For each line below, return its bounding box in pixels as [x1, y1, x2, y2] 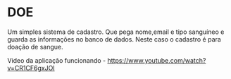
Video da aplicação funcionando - [7, 56, 106, 64]
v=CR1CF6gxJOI [7, 63, 55, 72]
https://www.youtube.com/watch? [107, 56, 206, 64]
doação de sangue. [7, 42, 63, 51]
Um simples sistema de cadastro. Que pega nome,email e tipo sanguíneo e [7, 28, 225, 36]
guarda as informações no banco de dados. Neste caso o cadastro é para [7, 35, 222, 43]
